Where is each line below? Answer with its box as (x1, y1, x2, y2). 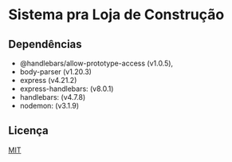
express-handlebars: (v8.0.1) (19, 84, 114, 93)
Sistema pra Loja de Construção (8, 6, 225, 24)
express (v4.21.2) (19, 76, 77, 85)
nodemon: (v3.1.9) (19, 101, 80, 110)
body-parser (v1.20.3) (19, 67, 92, 77)
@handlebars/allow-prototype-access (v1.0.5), (19, 58, 174, 68)
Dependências (8, 38, 82, 51)
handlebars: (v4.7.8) (19, 93, 86, 101)
